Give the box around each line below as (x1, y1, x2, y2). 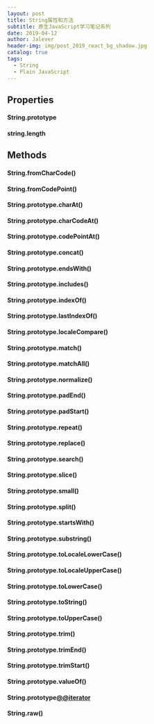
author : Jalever (7, 36, 54, 43)
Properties (7, 94, 54, 106)
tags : (7, 56, 23, 63)
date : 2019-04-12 (7, 29, 58, 37)
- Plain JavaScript (13, 68, 70, 75)
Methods (7, 149, 47, 161)
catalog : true (7, 49, 49, 56)
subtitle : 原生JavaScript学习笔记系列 (7, 23, 111, 30)
